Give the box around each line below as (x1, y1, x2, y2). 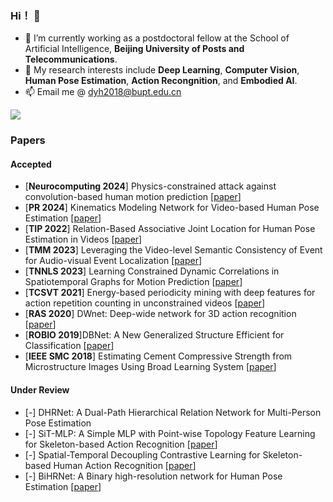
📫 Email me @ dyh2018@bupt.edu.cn (24, 86, 182, 98)
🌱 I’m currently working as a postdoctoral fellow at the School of (24, 32, 290, 44)
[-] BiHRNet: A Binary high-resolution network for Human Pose (24, 470, 283, 482)
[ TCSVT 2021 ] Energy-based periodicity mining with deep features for (24, 287, 316, 299)
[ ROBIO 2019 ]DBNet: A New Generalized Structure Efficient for (24, 329, 285, 341)
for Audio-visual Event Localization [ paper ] (24, 255, 203, 267)
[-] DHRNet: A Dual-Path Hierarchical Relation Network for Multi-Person (24, 406, 322, 418)
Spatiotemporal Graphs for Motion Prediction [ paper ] (24, 276, 243, 288)
